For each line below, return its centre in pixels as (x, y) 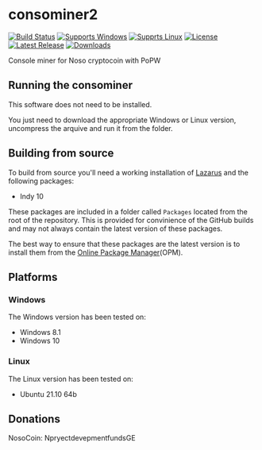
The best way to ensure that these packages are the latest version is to (124, 244)
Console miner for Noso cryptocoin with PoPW (85, 60)
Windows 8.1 (40, 333)
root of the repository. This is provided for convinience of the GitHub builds (131, 220)
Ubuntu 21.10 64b (48, 394)
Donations (35, 419)
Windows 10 (40, 341)
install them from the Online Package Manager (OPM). (96, 252)
